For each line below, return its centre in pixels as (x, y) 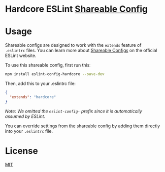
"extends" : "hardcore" (33, 97)
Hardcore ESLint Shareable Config (76, 9)
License (22, 151)
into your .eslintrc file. (29, 131)
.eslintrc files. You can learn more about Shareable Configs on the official (81, 51)
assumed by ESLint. (25, 116)
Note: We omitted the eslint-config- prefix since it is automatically (74, 111)
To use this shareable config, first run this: (48, 65)
